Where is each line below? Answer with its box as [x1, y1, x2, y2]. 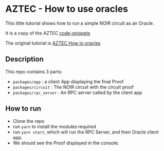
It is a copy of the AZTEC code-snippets [5, 30, 90, 36]
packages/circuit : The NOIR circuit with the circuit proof [12, 84, 134, 90]
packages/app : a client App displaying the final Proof [12, 78, 124, 85]
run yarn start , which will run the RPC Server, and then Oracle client [12, 129, 159, 135]
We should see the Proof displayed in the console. [12, 140, 119, 146]
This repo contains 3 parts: [5, 68, 63, 74]
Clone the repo [12, 118, 45, 124]
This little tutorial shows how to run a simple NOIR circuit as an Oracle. [5, 20, 154, 26]
